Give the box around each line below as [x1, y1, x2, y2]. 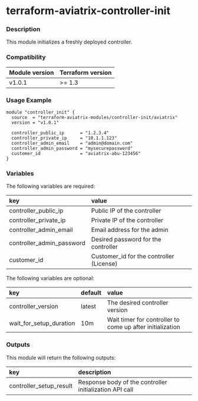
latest [80, 302, 96, 310]
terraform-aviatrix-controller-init [6, 4, 171, 18]
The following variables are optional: [6, 275, 94, 282]
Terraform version [60, 68, 112, 77]
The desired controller [107, 299, 169, 307]
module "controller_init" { [6, 110, 75, 115]
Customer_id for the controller [91, 252, 174, 260]
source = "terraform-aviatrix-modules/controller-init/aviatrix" [11, 115, 178, 121]
